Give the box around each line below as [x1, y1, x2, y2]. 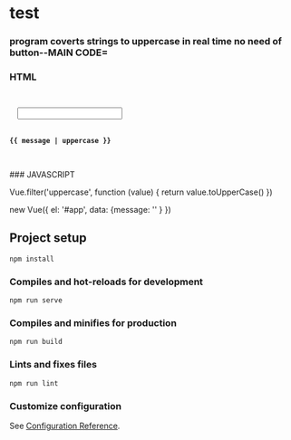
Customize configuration [9, 399, 122, 412]
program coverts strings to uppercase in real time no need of [9, 35, 283, 48]
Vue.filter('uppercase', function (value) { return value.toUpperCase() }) [9, 187, 274, 197]
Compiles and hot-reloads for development [9, 275, 204, 288]
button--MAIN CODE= [9, 46, 109, 59]
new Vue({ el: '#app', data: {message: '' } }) [9, 204, 172, 215]
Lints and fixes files [9, 359, 98, 371]
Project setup [9, 230, 88, 246]
